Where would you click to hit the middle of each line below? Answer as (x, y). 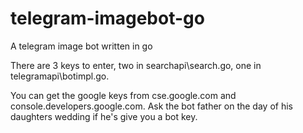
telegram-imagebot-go (107, 18)
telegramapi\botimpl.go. (60, 76)
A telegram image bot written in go (81, 46)
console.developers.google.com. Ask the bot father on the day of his (151, 106)
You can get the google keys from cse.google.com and (123, 95)
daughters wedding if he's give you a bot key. (104, 116)
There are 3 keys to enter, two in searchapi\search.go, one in (136, 65)
